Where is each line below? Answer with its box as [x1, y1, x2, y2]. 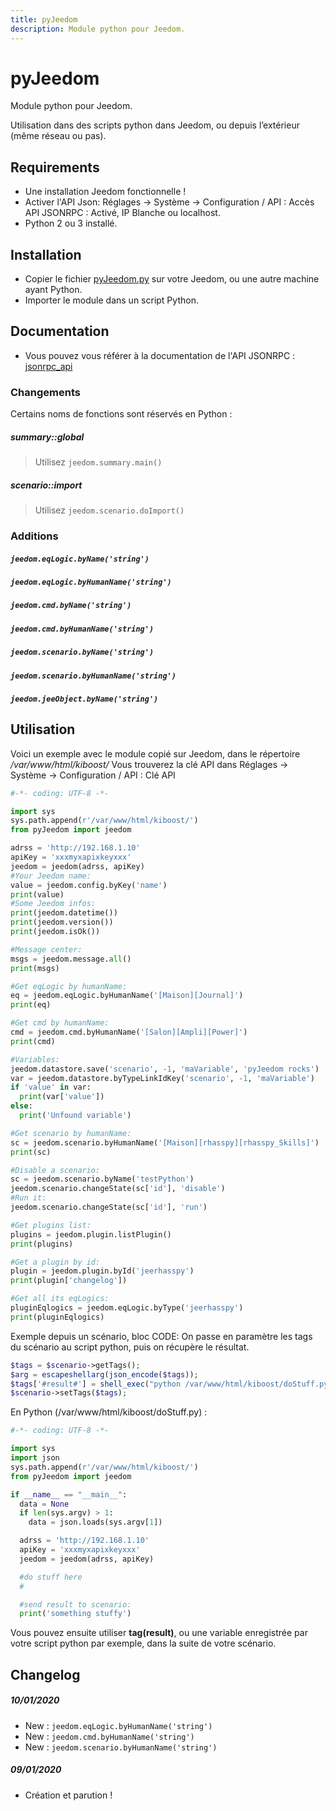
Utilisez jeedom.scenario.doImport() [34, 504, 185, 516]
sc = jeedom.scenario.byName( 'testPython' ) [10, 1174, 195, 1185]
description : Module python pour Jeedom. [10, 24, 186, 34]
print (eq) [10, 1000, 52, 1010]
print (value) [10, 889, 65, 900]
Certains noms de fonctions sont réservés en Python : [10, 408, 233, 420]
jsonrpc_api [24, 360, 73, 372]
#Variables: [10, 1054, 60, 1065]
